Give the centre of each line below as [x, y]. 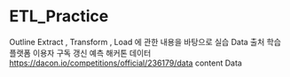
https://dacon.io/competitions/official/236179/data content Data [125, 63]
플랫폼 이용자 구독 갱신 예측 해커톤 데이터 [80, 53]
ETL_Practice [59, 16]
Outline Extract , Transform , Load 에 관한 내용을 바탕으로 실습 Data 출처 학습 [145, 42]
